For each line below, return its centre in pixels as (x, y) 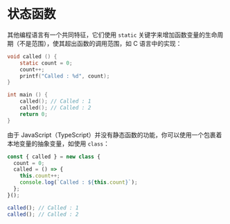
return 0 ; (34, 114)
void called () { (32, 56)
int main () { (28, 95)
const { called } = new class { (54, 157)
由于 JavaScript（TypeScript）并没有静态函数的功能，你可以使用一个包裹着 (115, 135)
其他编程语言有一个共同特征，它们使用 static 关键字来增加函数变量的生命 (112, 35)
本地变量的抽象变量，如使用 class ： (58, 144)
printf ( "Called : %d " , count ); (65, 76)
